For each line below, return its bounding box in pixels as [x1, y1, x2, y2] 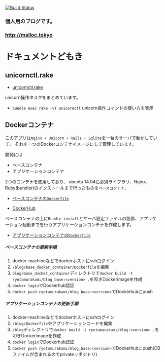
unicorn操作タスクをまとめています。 [5, 94, 81, 100]
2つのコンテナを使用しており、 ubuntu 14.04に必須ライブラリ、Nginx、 [5, 178, 150, 185]
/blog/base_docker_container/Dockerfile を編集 [12, 264, 109, 270]
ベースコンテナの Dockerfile [12, 195, 69, 201]
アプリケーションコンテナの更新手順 [5, 301, 79, 307]
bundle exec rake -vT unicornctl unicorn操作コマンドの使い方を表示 [12, 105, 154, 111]
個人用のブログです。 [5, 18, 55, 25]
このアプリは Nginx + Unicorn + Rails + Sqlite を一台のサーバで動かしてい [5, 135, 158, 141]
